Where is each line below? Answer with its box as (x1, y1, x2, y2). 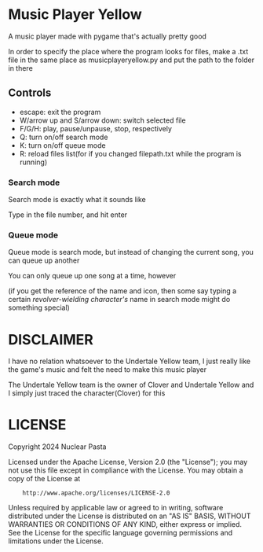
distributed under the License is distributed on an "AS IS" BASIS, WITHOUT (8, 511, 251, 521)
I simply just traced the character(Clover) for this (8, 388, 166, 398)
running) (19, 157, 48, 167)
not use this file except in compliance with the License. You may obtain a (8, 466, 243, 475)
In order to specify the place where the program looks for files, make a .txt (8, 46, 249, 56)
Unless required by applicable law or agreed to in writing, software (8, 503, 224, 513)
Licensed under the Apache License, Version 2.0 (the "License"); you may (8, 458, 248, 467)
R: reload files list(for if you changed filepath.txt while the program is (19, 149, 242, 158)
